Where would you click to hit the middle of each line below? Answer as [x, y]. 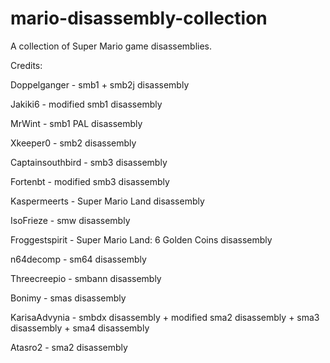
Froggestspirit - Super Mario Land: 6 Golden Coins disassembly [141, 239]
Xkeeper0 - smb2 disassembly [73, 143]
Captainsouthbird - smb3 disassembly [89, 162]
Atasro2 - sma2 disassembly [69, 347]
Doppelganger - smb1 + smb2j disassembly [100, 84]
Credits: [26, 65]
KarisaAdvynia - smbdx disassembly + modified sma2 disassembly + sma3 [165, 317]
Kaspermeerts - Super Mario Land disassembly [107, 201]
